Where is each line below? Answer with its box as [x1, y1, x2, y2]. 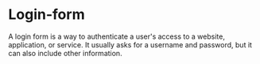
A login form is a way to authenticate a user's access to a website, [8, 32, 225, 41]
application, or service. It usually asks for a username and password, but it [8, 40, 253, 49]
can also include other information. [8, 48, 122, 58]
